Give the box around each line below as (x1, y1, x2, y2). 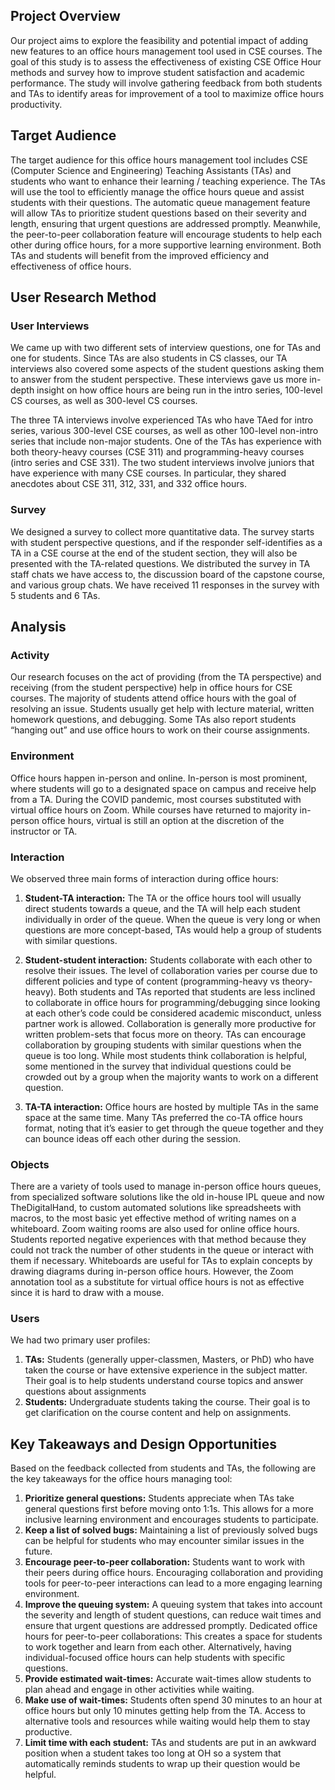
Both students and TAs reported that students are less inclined (58, 985, 316, 998)
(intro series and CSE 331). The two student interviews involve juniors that (10, 457, 315, 469)
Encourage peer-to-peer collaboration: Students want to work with (24, 1556, 305, 1568)
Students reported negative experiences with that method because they (10, 1234, 307, 1246)
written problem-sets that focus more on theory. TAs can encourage (24, 1028, 307, 1040)
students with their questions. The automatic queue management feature (10, 196, 311, 208)
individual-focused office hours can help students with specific (24, 1652, 286, 1664)
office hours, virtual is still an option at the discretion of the (41, 814, 285, 826)
